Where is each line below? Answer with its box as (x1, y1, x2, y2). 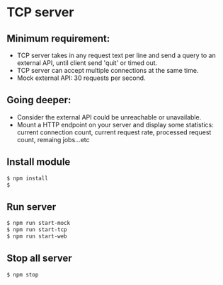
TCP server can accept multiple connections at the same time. (16, 66, 199, 74)
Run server (6, 201, 57, 213)
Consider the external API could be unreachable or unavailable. (16, 112, 202, 121)
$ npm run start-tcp (6, 226, 68, 233)
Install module (6, 156, 71, 168)
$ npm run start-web (6, 233, 68, 240)
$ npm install (6, 175, 49, 182)
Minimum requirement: (6, 33, 110, 45)
